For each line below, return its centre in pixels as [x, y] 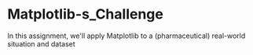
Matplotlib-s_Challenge [86, 14]
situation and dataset [41, 43]
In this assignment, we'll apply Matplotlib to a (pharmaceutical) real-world [126, 36]
